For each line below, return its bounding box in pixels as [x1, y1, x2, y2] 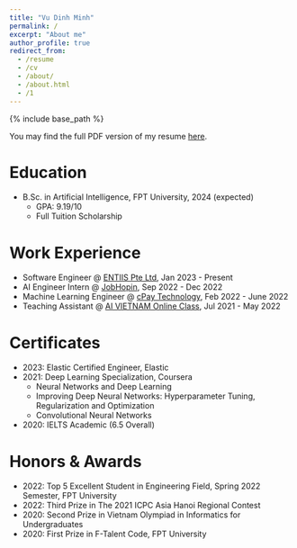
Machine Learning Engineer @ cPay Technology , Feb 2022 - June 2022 [22, 292, 289, 302]
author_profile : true [9, 38, 91, 48]
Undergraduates [22, 519, 84, 530]
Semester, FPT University [22, 490, 117, 501]
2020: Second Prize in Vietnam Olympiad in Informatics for [22, 509, 241, 520]
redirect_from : [9, 47, 67, 56]
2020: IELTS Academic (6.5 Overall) [22, 419, 156, 430]
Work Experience [9, 242, 141, 263]
